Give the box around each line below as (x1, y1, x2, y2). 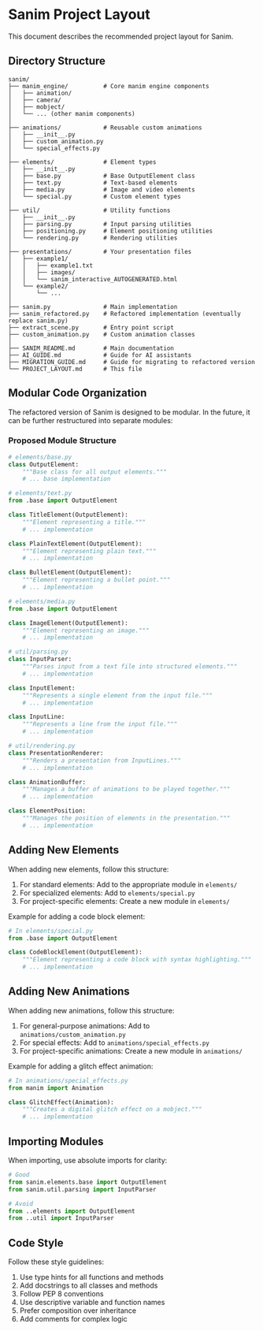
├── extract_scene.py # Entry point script (8, 323, 175, 332)
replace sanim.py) (8, 317, 69, 325)
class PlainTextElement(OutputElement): (8, 540, 143, 548)
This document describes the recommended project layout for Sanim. (8, 32, 234, 41)
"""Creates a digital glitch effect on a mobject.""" (22, 1106, 202, 1114)
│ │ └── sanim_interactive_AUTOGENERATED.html (8, 275, 178, 283)
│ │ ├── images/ (8, 268, 76, 277)
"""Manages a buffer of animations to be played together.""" (22, 786, 231, 794)
